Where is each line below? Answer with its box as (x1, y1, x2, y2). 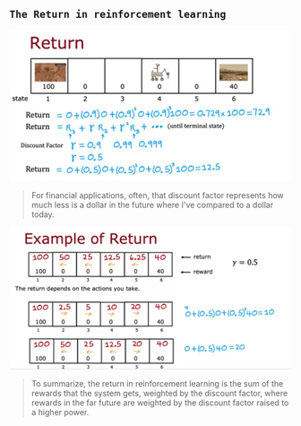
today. (30, 209, 56, 220)
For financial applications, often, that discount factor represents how (30, 190, 284, 201)
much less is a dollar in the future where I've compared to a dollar (30, 200, 274, 211)
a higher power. (30, 406, 90, 417)
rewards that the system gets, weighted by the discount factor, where (30, 387, 288, 398)
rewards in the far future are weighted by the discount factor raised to (30, 397, 289, 408)
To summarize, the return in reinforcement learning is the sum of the (30, 378, 284, 388)
